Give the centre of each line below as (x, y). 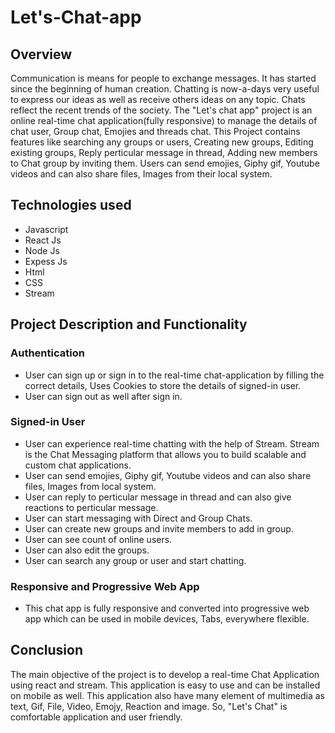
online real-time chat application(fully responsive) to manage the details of (164, 120)
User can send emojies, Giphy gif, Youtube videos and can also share (168, 475)
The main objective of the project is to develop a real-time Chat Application (165, 674)
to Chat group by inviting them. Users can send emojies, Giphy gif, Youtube (165, 163)
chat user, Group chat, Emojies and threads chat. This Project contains (155, 131)
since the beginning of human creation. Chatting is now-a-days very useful (165, 89)
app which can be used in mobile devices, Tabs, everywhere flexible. (167, 619)
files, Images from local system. (90, 486)
